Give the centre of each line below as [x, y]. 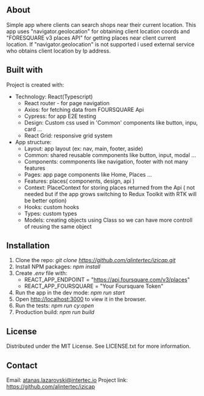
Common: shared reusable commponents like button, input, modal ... [110, 155]
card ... [33, 129]
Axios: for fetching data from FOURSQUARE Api [84, 109]
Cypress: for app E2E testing [60, 116]
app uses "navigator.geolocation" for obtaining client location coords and [98, 31]
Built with [25, 70]
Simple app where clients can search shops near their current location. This [101, 24]
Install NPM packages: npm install [58, 267]
